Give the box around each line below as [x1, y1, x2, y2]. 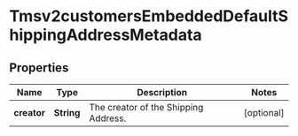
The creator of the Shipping [88, 102, 204, 113]
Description [137, 87, 188, 98]
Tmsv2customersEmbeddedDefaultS [9, 6, 289, 26]
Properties [9, 60, 69, 75]
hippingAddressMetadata [9, 25, 202, 45]
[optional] [243, 107, 285, 118]
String [53, 107, 81, 118]
